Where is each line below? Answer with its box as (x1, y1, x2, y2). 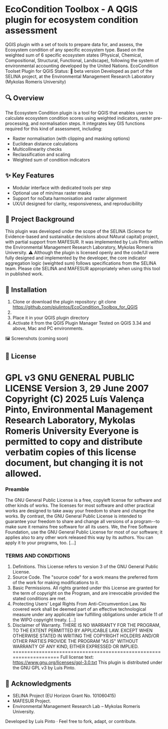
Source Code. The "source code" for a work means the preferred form (12, 574, 158, 580)
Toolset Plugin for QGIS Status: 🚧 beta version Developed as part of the (5, 68, 152, 74)
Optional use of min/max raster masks (12, 190, 91, 196)
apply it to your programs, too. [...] (5, 540, 76, 546)
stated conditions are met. (12, 596, 67, 602)
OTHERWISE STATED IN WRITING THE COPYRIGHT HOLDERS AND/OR (12, 633, 159, 639)
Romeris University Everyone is (5, 425, 139, 437)
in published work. (5, 271, 44, 277)
